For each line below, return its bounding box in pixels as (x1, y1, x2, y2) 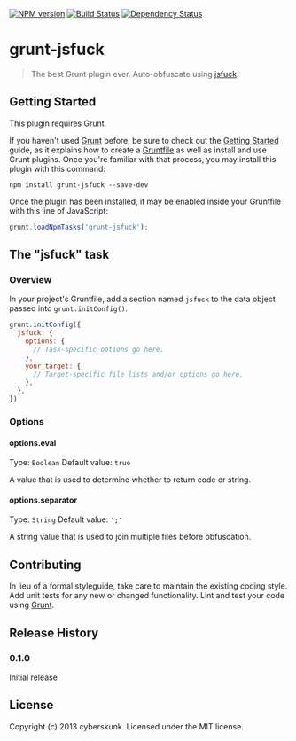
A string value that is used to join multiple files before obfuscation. (9, 532, 252, 542)
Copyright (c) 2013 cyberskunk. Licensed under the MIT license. (9, 721, 244, 731)
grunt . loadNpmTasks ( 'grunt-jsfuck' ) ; (9, 222, 149, 231)
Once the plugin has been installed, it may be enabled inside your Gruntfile (9, 196, 282, 207)
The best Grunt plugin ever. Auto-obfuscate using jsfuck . (30, 68, 239, 79)
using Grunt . (9, 599, 55, 611)
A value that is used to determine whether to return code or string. (9, 474, 251, 485)
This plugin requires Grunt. (9, 118, 107, 129)
